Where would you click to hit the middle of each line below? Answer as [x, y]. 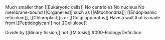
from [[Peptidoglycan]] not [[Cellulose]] [46, 23]
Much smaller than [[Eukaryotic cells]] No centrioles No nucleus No [75, 7]
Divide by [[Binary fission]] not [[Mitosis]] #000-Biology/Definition [73, 32]
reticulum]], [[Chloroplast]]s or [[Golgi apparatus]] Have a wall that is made [83, 18]
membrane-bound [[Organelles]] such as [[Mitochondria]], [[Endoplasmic [81, 12]
